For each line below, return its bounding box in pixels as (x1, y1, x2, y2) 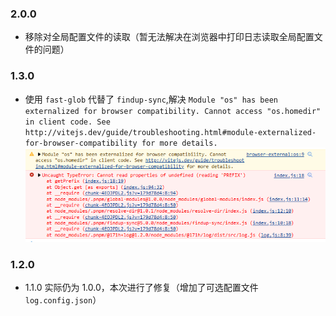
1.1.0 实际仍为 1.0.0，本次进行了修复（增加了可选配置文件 (24, 282, 259, 294)
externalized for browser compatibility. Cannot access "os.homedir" (24, 106, 322, 116)
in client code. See (24, 117, 111, 127)
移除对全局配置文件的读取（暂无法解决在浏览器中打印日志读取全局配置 (24, 31, 315, 43)
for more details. (141, 138, 218, 148)
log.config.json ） (24, 294, 102, 306)
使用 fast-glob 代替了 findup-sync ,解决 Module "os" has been (24, 93, 278, 105)
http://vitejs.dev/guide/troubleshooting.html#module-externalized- (24, 127, 317, 137)
